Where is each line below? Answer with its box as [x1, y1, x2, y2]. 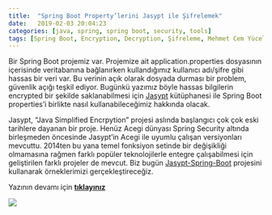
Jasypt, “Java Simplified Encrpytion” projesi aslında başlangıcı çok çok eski [8, 115, 259, 125]
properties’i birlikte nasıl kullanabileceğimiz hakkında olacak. [8, 99, 210, 109]
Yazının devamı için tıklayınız [8, 183, 106, 192]
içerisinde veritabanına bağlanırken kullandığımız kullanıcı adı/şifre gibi [8, 65, 244, 75]
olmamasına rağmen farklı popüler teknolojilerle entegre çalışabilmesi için [8, 150, 253, 159]
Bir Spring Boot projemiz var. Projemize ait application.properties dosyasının [8, 57, 262, 66]
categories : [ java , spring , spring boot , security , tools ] [8, 27, 212, 35]
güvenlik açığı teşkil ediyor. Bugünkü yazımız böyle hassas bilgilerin [8, 82, 234, 92]
